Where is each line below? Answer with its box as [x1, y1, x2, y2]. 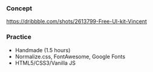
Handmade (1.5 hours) [15, 46, 71, 53]
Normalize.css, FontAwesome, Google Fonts [15, 53, 126, 60]
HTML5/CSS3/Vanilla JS [15, 59, 76, 67]
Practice [6, 33, 31, 41]
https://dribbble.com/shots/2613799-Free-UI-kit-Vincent [6, 18, 147, 25]
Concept [6, 4, 32, 13]
